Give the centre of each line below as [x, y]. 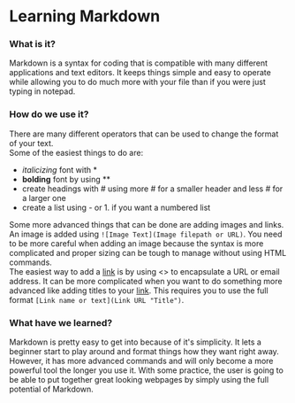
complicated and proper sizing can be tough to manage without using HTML [148, 252]
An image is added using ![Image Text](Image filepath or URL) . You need [146, 234]
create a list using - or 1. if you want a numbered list [116, 207]
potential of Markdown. [52, 389]
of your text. [31, 143]
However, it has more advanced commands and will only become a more [141, 361]
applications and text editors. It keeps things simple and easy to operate [140, 73]
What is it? [32, 44]
